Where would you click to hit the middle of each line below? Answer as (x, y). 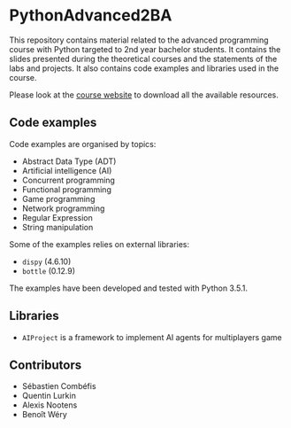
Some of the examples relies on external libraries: (100, 244)
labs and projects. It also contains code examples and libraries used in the (144, 68)
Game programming (58, 198)
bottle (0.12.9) (49, 270)
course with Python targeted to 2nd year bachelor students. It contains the (145, 49)
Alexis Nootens (50, 405)
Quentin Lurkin (49, 396)
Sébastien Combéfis (59, 386)
